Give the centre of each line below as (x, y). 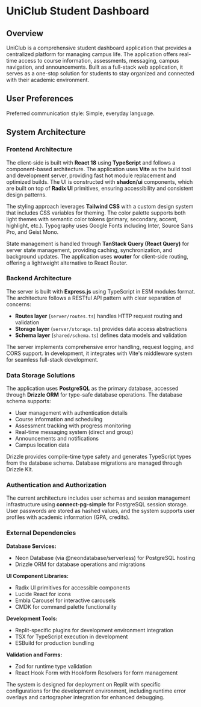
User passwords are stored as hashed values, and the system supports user (101, 511)
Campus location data (42, 445)
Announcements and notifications (57, 439)
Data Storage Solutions (41, 375)
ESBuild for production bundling (54, 643)
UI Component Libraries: (38, 576)
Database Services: (31, 546)
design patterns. (26, 195)
